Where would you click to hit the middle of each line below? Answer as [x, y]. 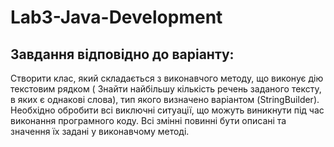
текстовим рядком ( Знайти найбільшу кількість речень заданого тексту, [166, 89]
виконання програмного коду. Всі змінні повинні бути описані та [148, 120]
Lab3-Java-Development [116, 17]
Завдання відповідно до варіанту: [122, 54]
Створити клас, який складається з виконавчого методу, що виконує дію [167, 78]
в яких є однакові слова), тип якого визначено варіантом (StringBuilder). [165, 99]
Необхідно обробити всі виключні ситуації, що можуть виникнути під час [167, 110]
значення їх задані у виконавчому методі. [100, 131]
